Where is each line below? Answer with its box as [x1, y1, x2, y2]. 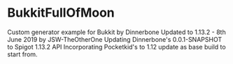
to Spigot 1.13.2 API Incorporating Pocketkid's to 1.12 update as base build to [7, 42, 226, 51]
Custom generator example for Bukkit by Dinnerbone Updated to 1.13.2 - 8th [7, 28, 226, 36]
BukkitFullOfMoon [7, 5, 115, 21]
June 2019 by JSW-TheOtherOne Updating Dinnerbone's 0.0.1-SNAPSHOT [7, 35, 223, 43]
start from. [7, 50, 38, 58]
